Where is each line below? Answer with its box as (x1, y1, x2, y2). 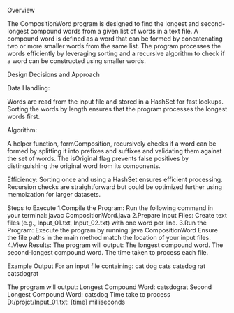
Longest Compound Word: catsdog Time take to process (7, 291, 171, 298)
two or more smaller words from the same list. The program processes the (7, 42, 221, 50)
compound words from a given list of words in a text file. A (30, 27, 199, 35)
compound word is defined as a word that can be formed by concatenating (7, 34, 223, 43)
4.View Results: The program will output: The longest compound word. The (7, 241, 224, 249)
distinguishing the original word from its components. (7, 162, 161, 170)
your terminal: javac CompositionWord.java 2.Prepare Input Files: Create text (7, 211, 227, 219)
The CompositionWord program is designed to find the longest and (7, 20, 200, 27)
